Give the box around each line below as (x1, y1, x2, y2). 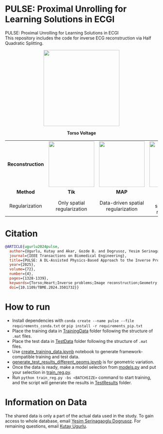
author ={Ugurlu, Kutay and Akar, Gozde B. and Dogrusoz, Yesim (9, 248, 140, 254)
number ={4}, (9, 271, 34, 276)
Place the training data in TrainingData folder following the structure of (12, 328, 153, 334)
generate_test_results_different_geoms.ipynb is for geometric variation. (12, 359, 154, 365)
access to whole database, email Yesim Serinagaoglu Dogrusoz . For (5, 418, 141, 424)
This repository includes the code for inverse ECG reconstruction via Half (5, 35, 151, 41)
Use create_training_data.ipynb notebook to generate (12, 348, 119, 354)
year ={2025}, (9, 262, 36, 267)
